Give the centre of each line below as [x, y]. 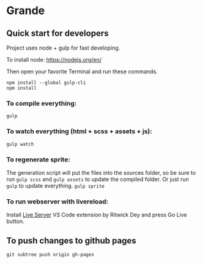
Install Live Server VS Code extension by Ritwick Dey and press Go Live [97, 215]
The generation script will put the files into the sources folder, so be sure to [101, 172]
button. [15, 221]
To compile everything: [42, 103]
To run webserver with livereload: [58, 201]
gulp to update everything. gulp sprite [56, 185]
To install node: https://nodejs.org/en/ [54, 60]
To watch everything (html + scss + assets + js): [79, 131]
